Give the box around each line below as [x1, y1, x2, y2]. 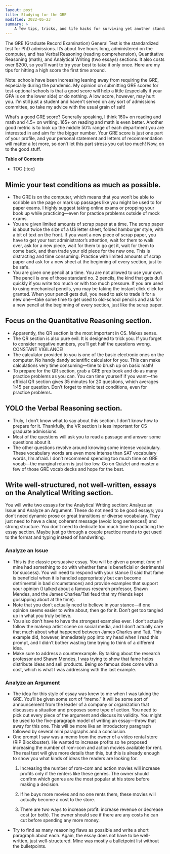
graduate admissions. [12, 428, 58, 434]
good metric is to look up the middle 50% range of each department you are [5, 125, 164, 131]
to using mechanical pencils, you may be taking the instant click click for [12, 285, 164, 292]
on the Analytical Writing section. [5, 488, 113, 497]
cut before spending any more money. [20, 817, 100, 823]
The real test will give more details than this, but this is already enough [12, 749, 160, 756]
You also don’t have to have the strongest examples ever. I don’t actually [12, 618, 163, 624]
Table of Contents [5, 156, 44, 162]
